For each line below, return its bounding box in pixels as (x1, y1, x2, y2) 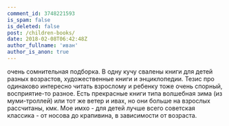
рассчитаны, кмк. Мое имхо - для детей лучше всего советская (7, 104, 196, 112)
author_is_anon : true (7, 49, 69, 56)
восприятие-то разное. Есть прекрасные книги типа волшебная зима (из (7, 89, 223, 97)
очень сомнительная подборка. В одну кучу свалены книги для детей (7, 67, 213, 76)
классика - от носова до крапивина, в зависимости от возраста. (7, 111, 197, 119)
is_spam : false (7, 17, 51, 23)
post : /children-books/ (7, 29, 76, 36)
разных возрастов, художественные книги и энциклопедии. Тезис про (7, 74, 215, 83)
